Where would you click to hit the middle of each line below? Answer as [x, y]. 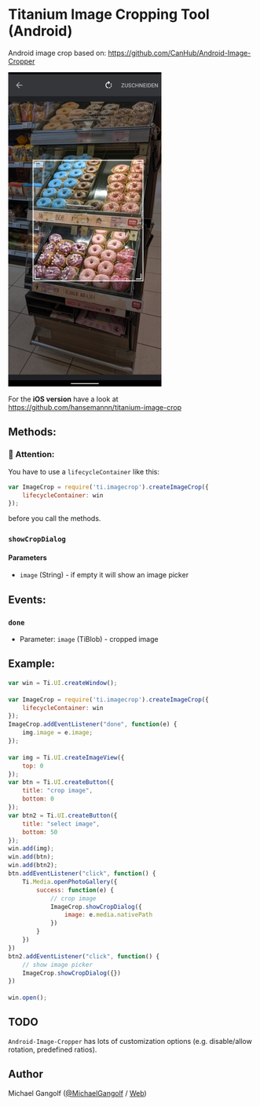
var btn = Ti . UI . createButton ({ [61, 782]
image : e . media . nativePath [108, 915]
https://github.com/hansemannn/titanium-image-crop [95, 407]
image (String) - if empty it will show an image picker [104, 575]
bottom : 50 [40, 832]
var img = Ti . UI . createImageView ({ [66, 757]
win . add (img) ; [31, 849]
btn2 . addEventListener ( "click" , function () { [84, 956]
